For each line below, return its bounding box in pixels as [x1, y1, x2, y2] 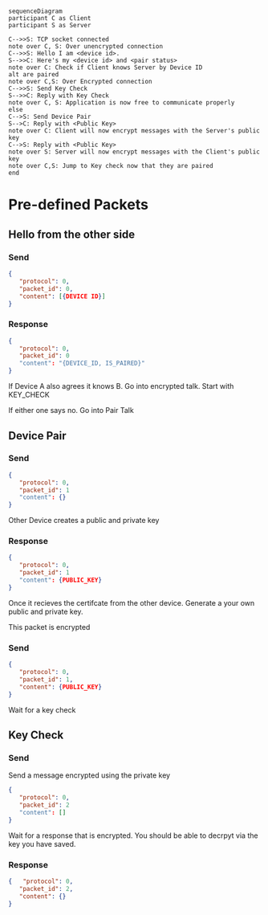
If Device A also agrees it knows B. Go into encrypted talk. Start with [8, 382, 234, 391]
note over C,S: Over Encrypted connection [8, 78, 152, 86]
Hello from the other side [8, 227, 136, 241]
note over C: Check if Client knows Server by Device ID [8, 63, 203, 71]
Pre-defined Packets [8, 196, 148, 214]
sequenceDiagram [8, 7, 63, 15]
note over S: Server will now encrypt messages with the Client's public [8, 148, 261, 156]
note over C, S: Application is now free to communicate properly [8, 99, 235, 107]
